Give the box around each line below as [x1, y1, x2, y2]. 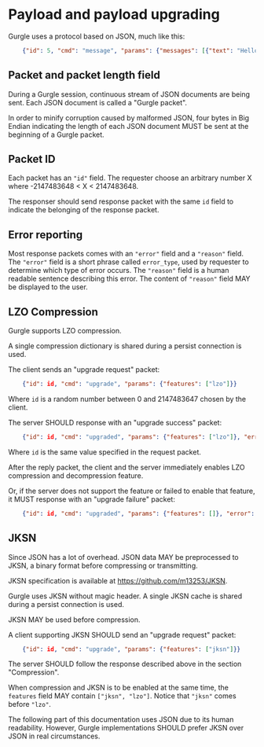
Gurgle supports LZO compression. [8, 326, 122, 336]
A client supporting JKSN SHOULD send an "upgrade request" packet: [8, 630, 236, 639]
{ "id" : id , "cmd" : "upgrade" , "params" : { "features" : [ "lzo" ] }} [22, 380, 237, 388]
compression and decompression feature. [8, 470, 144, 480]
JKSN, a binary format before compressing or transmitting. [8, 561, 198, 570]
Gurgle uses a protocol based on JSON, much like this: [8, 31, 185, 41]
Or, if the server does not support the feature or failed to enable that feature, [8, 486, 255, 495]
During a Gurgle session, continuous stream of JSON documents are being [8, 89, 250, 99]
